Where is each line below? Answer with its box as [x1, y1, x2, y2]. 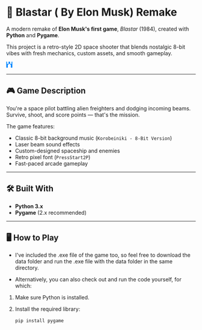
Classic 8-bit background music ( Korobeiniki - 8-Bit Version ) [14, 134, 173, 142]
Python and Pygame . [6, 31, 60, 38]
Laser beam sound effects [14, 140, 80, 148]
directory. [14, 264, 39, 272]
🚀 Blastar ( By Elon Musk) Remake [6, 5, 177, 19]
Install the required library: [14, 305, 81, 313]
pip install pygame [14, 318, 64, 324]
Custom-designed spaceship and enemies [14, 147, 120, 154]
